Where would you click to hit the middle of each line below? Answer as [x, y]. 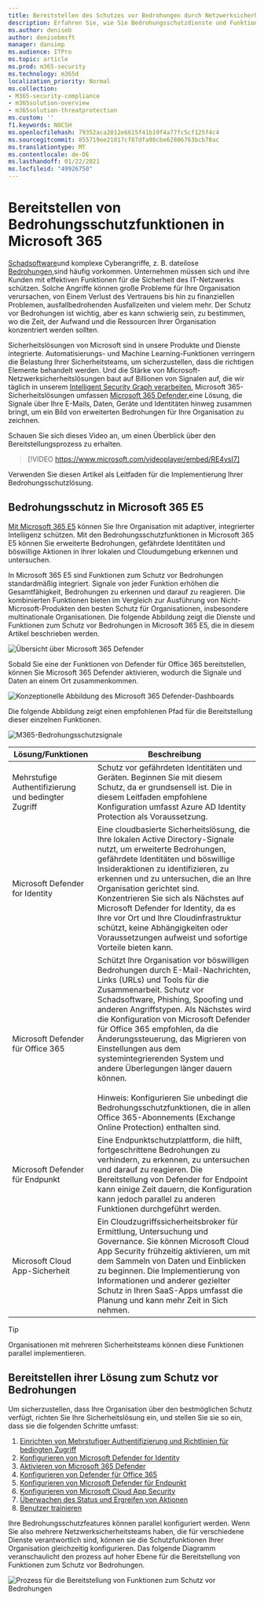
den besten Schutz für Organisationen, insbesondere [163, 608]
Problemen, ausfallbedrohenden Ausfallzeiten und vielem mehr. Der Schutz [130, 304]
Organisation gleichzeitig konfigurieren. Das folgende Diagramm [112, 1548]
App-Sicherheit [41, 1271]
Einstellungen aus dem [139, 1048]
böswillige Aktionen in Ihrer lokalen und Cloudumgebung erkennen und [123, 551]
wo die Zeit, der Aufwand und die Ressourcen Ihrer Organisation [112, 321]
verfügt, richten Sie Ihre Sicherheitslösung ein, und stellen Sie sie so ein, [125, 1417]
